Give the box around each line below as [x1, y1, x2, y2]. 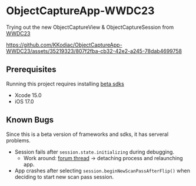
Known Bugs [6, 115, 54, 125]
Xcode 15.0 [14, 91, 42, 98]
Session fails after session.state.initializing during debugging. [14, 148, 175, 155]
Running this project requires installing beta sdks [6, 80, 125, 87]
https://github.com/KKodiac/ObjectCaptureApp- [6, 41, 122, 48]
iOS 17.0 [14, 98, 34, 105]
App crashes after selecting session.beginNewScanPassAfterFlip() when [14, 167, 190, 174]
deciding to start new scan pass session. [14, 173, 114, 180]
